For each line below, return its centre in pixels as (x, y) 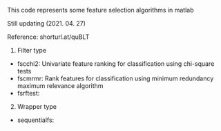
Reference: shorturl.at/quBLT (48, 37)
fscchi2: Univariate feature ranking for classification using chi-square (116, 64)
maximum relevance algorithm (60, 86)
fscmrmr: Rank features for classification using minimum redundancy (115, 78)
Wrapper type (37, 106)
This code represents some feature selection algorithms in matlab (101, 10)
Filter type (32, 50)
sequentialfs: (36, 120)
